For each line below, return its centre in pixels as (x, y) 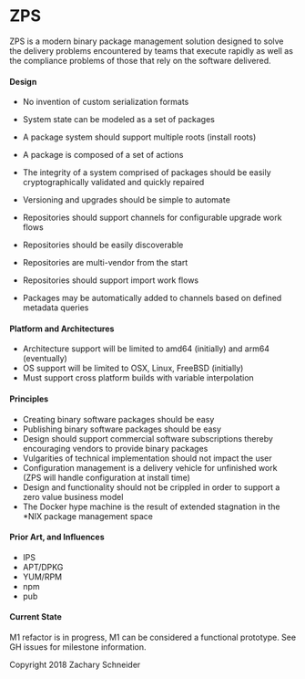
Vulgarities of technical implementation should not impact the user (147, 458)
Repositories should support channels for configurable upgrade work (152, 218)
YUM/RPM (42, 577)
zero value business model (73, 496)
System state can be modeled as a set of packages (119, 120)
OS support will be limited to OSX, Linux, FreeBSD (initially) (133, 368)
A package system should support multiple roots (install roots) (139, 137)
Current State (36, 617)
